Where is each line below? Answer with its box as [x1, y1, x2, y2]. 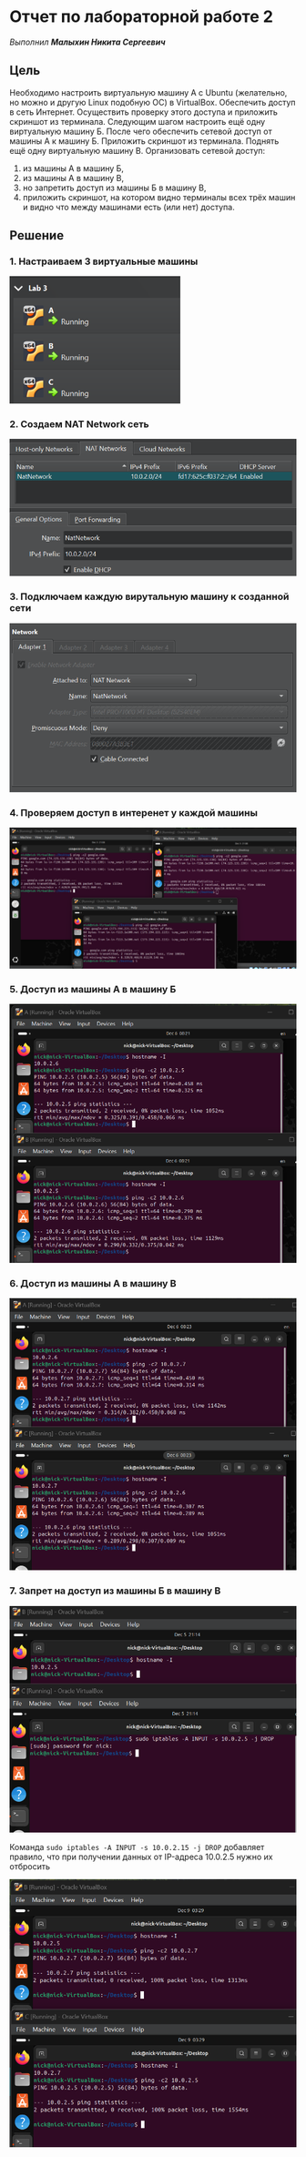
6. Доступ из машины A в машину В [9, 1277, 177, 1289]
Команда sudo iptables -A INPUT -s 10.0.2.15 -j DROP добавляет [9, 1842, 265, 1853]
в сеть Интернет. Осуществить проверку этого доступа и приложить [9, 107, 278, 117]
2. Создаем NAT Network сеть [9, 417, 150, 430]
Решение [9, 228, 65, 243]
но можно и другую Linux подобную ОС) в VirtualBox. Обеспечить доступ [9, 97, 296, 107]
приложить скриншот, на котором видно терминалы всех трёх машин [22, 191, 296, 202]
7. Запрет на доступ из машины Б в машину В [9, 1584, 221, 1597]
